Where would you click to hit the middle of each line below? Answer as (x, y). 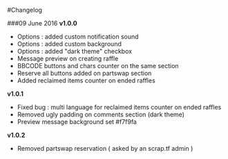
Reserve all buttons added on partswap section (84, 73)
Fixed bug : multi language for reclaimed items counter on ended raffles (119, 107)
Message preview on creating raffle (68, 59)
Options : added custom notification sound (78, 36)
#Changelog (25, 10)
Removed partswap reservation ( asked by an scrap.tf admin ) (105, 148)
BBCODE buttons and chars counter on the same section (98, 66)
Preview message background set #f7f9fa (77, 122)
